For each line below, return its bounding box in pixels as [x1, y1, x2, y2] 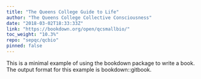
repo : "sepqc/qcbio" [6, 37, 59, 43]
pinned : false [6, 43, 43, 49]
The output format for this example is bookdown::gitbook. [6, 66, 152, 73]
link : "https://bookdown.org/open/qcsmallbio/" [6, 26, 131, 32]
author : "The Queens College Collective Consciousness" [6, 15, 152, 21]
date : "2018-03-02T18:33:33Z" [6, 20, 84, 26]
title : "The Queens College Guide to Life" [6, 9, 119, 15]
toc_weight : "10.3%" [6, 32, 59, 38]
